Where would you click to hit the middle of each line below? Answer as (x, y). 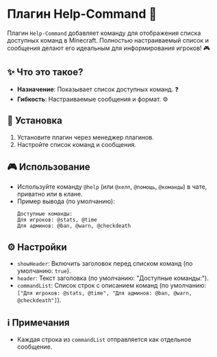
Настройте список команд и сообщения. (77, 144)
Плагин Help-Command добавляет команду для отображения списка (104, 33)
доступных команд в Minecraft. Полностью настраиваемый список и (108, 40)
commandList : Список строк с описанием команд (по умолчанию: (112, 286)
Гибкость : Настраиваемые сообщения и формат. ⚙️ (93, 99)
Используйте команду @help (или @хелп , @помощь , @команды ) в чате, (112, 187)
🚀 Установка (35, 120)
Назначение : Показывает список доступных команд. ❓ (98, 89)
